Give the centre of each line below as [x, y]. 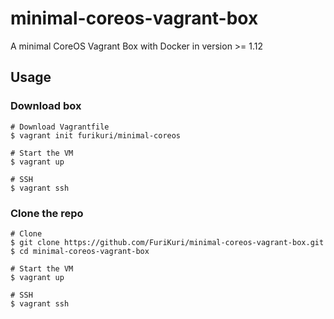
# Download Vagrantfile [60, 127]
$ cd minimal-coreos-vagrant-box [80, 251]
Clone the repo [47, 213]
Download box [46, 106]
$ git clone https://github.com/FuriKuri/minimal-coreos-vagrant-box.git [167, 242]
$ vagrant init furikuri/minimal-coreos [96, 135]
